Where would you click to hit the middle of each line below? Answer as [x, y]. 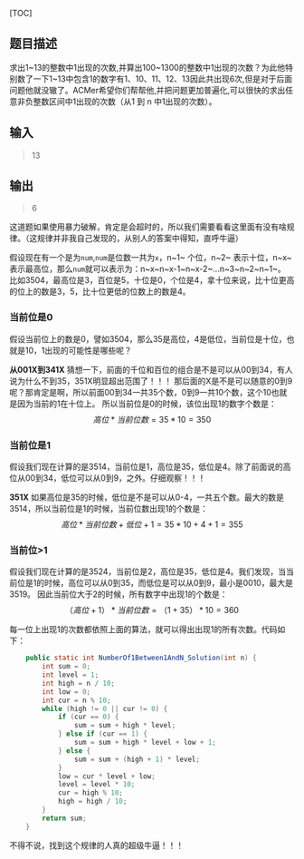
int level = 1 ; [71, 675]
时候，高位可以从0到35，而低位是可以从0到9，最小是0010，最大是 [169, 583]
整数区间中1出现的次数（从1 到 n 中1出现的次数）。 [125, 101]
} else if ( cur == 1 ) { [102, 734]
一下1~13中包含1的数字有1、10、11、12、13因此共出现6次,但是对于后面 [162, 78]
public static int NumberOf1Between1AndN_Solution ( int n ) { [141, 658]
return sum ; [65, 818]
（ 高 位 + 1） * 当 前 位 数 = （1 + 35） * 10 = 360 [152, 610]
